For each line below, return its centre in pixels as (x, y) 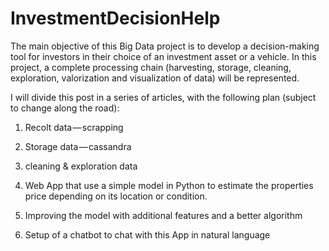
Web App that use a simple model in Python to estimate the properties (169, 185)
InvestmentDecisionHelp (115, 18)
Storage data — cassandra (78, 146)
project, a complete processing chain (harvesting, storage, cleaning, (151, 67)
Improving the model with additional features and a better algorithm (163, 215)
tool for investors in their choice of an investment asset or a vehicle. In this (163, 56)
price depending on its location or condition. (116, 196)
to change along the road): (65, 108)
